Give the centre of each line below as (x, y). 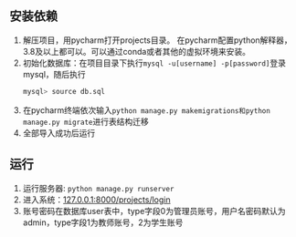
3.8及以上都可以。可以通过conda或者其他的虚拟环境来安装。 (137, 51)
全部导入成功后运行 (59, 133)
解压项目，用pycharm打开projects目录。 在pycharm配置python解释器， (157, 40)
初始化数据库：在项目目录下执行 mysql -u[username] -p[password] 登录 (154, 63)
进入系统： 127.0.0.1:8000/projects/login (96, 200)
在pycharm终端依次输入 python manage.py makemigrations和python (147, 110)
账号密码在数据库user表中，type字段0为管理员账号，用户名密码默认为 (154, 211)
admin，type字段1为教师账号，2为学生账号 (103, 222)
